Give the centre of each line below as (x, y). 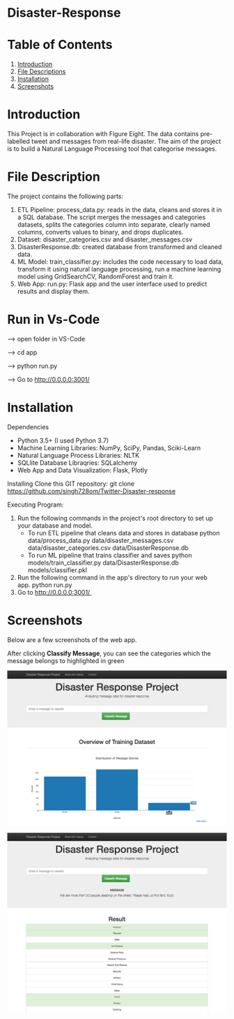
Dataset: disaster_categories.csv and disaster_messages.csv (105, 239)
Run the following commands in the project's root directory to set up (115, 518)
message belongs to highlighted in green (66, 660)
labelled (18, 142)
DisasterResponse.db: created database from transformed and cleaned (119, 247)
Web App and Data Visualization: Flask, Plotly (83, 470)
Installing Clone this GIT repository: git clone (71, 484)
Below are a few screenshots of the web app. (72, 639)
